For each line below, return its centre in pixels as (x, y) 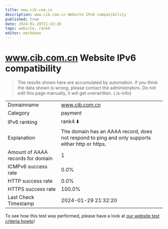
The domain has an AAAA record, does (106, 131)
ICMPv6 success (27, 166)
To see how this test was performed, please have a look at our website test (82, 215)
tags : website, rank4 (28, 29)
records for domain (30, 158)
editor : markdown (23, 33)
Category (19, 113)
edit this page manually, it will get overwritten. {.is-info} (74, 93)
